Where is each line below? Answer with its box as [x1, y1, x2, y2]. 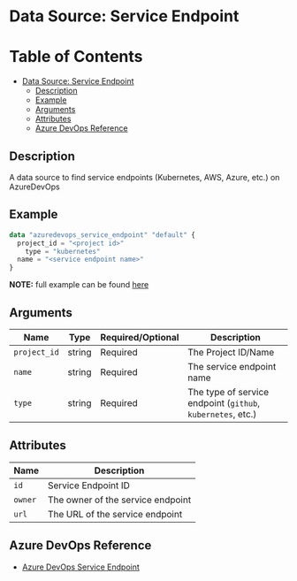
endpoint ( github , [187, 396, 261, 409]
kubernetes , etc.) [187, 408, 257, 420]
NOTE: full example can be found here [9, 279, 149, 290]
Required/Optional [100, 331, 179, 343]
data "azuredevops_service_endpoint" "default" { [9, 230, 196, 240]
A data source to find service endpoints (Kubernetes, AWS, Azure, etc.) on [9, 172, 280, 182]
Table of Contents [9, 47, 143, 67]
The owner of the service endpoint [47, 493, 192, 506]
